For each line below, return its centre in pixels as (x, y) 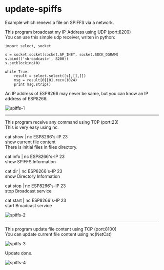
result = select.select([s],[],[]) (50, 76)
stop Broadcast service (29, 191)
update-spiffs (33, 9)
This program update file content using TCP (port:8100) (61, 229)
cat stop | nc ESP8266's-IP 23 (35, 186)
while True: (17, 72)
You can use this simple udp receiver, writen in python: (60, 37)
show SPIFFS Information (31, 161)
